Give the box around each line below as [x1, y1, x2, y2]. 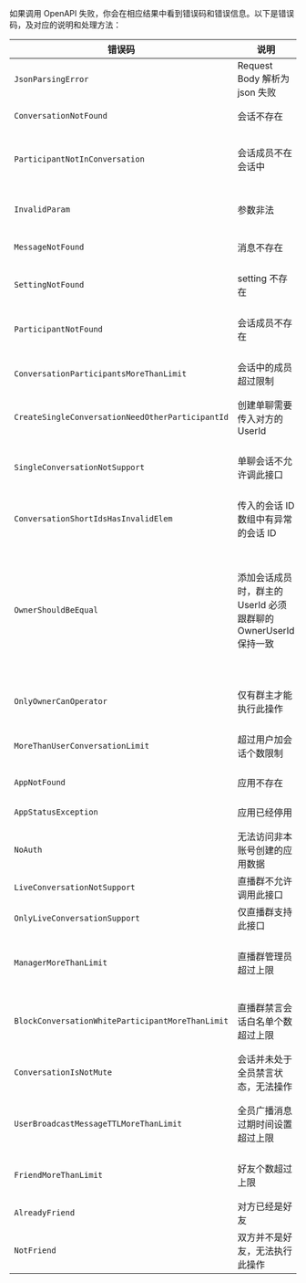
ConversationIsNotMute [14, 1067, 112, 1078]
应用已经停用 [237, 806, 293, 819]
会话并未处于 [237, 1053, 293, 1066]
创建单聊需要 [237, 399, 293, 411]
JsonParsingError [14, 74, 89, 84]
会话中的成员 [237, 362, 293, 373]
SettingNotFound [14, 279, 85, 289]
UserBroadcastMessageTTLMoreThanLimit [14, 1119, 182, 1129]
